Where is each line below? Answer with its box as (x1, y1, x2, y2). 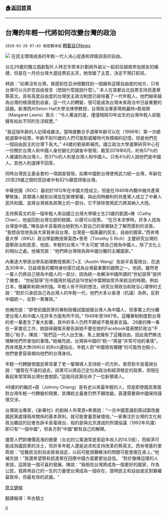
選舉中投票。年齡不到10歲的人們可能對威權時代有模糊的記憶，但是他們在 (9, 135, 158, 141)
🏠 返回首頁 (5, 4, 32, 11)
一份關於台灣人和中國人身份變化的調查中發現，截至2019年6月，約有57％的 (5, 147, 158, 153)
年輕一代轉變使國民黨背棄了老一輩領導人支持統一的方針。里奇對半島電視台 (5, 361, 158, 367)
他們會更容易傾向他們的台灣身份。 (5, 351, 75, 357)
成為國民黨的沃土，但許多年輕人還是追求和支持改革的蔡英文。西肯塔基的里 (9, 443, 162, 449)
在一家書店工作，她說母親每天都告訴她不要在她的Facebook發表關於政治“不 (5, 326, 158, 332)
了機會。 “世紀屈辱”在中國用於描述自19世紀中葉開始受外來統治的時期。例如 (5, 277, 159, 283)
